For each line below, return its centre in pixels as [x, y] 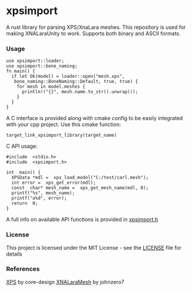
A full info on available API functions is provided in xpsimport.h [82, 220]
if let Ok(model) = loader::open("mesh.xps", [68, 77]
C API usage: [22, 146]
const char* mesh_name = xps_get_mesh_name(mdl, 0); [80, 188]
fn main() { [21, 71]
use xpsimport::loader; [35, 61]
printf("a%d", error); [39, 199]
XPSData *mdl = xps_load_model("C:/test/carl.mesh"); [80, 178]
